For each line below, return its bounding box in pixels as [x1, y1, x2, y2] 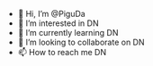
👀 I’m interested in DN [17, 18, 99, 29]
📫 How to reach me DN [17, 47, 106, 57]
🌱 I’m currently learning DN [17, 28, 119, 37]
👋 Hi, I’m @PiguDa [17, 9, 85, 19]
